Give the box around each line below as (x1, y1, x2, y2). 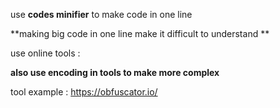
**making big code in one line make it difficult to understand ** (10, 28, 270, 39)
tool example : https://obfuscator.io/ (10, 86, 158, 98)
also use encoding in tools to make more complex (10, 67, 220, 78)
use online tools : (10, 47, 81, 59)
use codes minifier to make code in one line (10, 9, 193, 20)
